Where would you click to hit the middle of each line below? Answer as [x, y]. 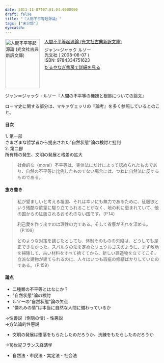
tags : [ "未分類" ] [22, 23]
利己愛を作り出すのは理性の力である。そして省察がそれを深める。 [84, 224]
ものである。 [30, 178]
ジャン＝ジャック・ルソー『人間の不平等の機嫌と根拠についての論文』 [76, 96]
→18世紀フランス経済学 [29, 345]
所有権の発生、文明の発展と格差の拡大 [44, 155]
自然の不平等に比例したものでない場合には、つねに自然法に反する [93, 171]
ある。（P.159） [36, 265]
